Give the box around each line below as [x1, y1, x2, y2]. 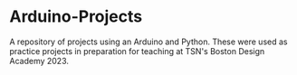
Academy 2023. [9, 55, 70, 66]
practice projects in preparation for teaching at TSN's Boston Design [9, 45, 265, 56]
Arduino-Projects [9, 6, 143, 27]
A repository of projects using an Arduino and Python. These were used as [9, 36, 288, 47]
